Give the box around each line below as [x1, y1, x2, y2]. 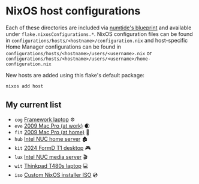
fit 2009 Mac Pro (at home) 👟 [14, 128, 90, 135]
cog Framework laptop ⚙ [14, 116, 76, 123]
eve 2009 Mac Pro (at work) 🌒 [14, 122, 91, 129]
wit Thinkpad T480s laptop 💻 [14, 162, 89, 169]
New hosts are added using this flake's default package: [5, 71, 144, 79]
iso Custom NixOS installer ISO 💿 [14, 171, 98, 178]
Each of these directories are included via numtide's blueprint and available [5, 24, 192, 31]
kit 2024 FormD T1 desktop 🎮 [14, 144, 91, 151]
